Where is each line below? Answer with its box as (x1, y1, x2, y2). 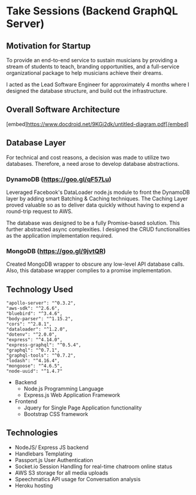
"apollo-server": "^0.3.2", (6, 300, 76, 306)
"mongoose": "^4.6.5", (6, 363, 63, 369)
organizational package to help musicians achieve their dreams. (6, 69, 163, 76)
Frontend (14, 398, 38, 405)
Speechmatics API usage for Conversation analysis (14, 475, 141, 482)
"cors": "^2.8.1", (6, 321, 52, 327)
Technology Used (6, 284, 73, 294)
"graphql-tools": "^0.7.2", (6, 353, 76, 359)
